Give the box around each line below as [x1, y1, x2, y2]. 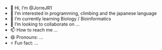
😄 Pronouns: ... [10, 34, 44, 40]
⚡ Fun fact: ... [10, 40, 38, 46]
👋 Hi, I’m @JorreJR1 [10, 5, 52, 11]
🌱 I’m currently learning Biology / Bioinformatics [10, 16, 111, 21]
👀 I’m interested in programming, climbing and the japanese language [10, 10, 157, 16]
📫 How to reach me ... [10, 27, 58, 33]
